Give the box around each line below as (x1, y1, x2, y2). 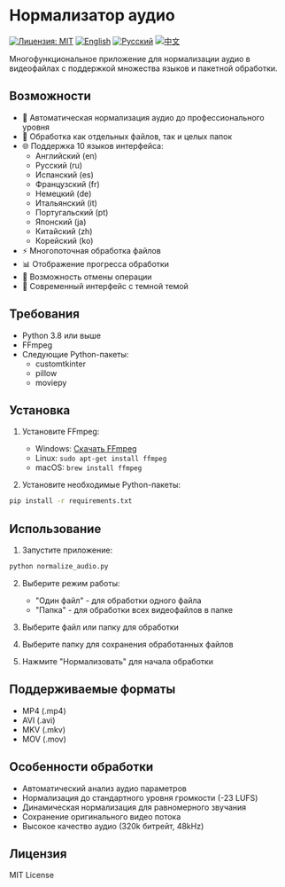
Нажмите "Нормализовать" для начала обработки (21, 655, 214, 666)
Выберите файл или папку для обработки (21, 622, 180, 632)
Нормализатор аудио (9, 5, 175, 26)
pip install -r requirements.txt (9, 497, 133, 506)
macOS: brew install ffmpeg (35, 462, 142, 473)
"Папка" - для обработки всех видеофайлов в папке (35, 604, 234, 615)
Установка (9, 403, 71, 418)
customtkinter (35, 358, 87, 369)
